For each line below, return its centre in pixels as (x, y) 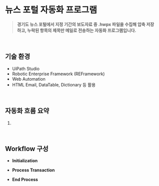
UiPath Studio (26, 68)
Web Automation (29, 79)
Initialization (25, 161)
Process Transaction (33, 170)
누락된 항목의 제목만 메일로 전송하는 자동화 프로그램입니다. (82, 30)
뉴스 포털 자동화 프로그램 (51, 10)
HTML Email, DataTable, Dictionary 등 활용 (54, 85)
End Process (25, 180)
